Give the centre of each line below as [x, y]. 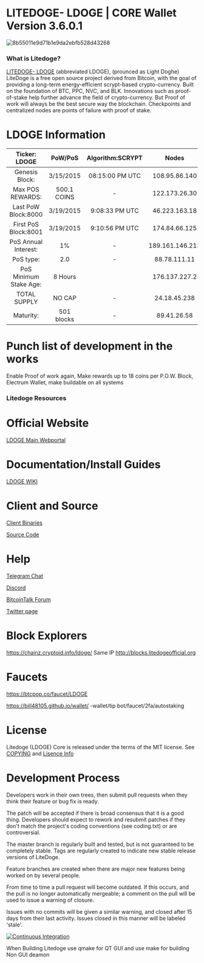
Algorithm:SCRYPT [114, 158]
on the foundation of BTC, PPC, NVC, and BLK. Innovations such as [90, 91]
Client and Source [52, 506]
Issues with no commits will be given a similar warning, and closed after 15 [99, 911]
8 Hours [65, 277]
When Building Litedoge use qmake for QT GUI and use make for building [98, 948]
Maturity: [26, 316]
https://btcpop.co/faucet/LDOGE [47, 694]
